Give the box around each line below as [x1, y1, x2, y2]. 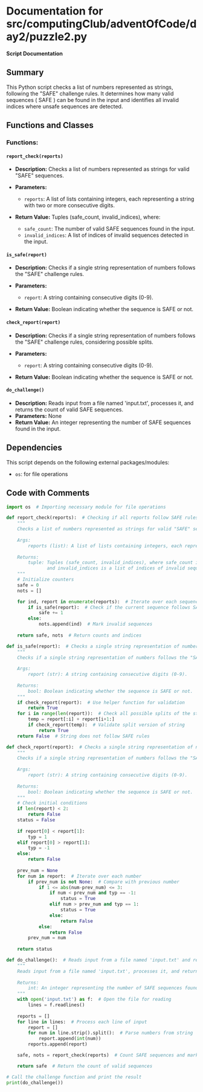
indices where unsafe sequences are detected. [6, 103, 123, 110]
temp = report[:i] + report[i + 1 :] [28, 716, 115, 722]
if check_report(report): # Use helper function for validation [17, 699, 185, 705]
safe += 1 [38, 610, 63, 616]
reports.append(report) [28, 1041, 88, 1047]
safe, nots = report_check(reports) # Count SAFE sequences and [17, 1052, 185, 1058]
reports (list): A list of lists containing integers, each [28, 542, 182, 549]
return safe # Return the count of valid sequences [17, 1063, 153, 1069]
